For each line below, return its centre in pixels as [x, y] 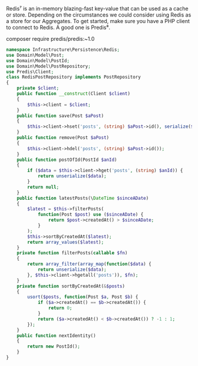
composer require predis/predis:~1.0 [50, 39]
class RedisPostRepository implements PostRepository [74, 77]
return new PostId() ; [54, 346]
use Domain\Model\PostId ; [38, 61]
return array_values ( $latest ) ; [66, 242]
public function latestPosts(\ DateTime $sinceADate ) [83, 198]
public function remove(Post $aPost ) [63, 138]
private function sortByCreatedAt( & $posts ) [71, 286]
